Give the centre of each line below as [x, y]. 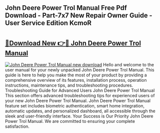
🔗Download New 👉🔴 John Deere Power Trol [73, 43]
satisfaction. [17, 126]
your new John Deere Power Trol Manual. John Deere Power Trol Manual [78, 101]
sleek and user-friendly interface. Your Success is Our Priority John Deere [79, 116]
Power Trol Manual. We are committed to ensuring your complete [70, 121]
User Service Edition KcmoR [48, 23]
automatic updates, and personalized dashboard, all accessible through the [80, 111]
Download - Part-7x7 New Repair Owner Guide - [79, 16]
